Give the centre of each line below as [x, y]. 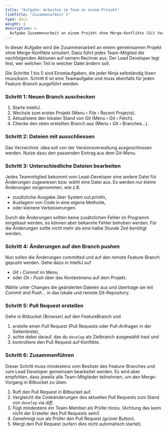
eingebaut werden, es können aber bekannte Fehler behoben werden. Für [81, 223]
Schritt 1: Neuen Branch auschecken [50, 97]
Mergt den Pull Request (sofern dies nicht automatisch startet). [77, 423]
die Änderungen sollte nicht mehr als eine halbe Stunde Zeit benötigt [76, 228]
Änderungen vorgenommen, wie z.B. [43, 187]
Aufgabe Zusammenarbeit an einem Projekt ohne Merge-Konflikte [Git [82, 33]
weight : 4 [15, 24]
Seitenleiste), [26, 332]
